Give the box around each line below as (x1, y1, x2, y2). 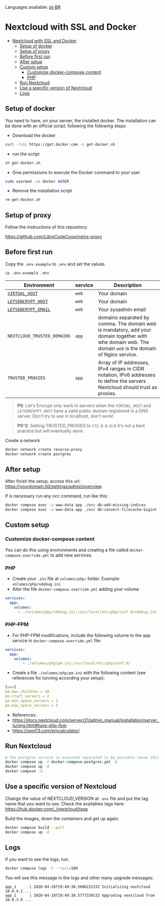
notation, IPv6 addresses (98, 371, 156, 378)
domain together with (98, 333, 147, 340)
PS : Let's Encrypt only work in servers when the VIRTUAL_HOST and (17, 402, 151, 409)
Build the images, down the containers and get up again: (5, 815, 119, 821)
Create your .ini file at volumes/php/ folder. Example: (12, 576, 120, 582)
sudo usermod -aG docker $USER (5, 179, 69, 184)
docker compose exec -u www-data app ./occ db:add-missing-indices (5, 503, 146, 508)
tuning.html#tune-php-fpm (12, 722, 67, 728)
